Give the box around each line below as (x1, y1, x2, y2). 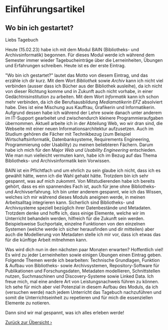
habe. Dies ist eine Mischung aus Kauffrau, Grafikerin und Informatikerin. (5, 104, 156, 110)
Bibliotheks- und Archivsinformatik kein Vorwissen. (5, 158, 111, 164)
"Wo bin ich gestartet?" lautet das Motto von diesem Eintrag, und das (5, 72, 148, 78)
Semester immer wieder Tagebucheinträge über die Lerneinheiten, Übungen (5, 57, 163, 63)
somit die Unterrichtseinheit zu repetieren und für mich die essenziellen (5, 295, 153, 300)
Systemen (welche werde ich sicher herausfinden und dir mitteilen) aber (5, 226, 154, 232)
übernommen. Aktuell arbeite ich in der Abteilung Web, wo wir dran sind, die (5, 121, 163, 126)
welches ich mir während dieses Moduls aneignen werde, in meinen (5, 194, 145, 200)
